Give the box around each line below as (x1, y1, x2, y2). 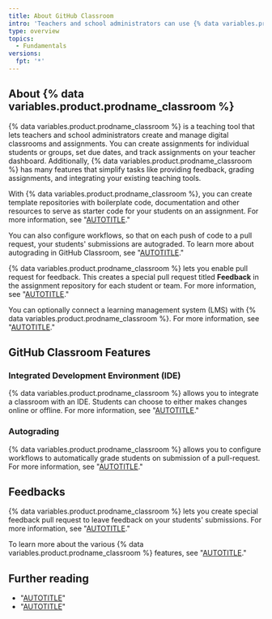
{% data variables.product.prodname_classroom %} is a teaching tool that (8, 121, 255, 131)
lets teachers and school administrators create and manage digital (8, 130, 229, 140)
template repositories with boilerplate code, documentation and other (8, 197, 240, 207)
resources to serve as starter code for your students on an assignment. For (8, 206, 259, 216)
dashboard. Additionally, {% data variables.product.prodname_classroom (8, 156, 253, 165)
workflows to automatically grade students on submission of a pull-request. (8, 453, 261, 462)
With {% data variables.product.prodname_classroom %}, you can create (8, 188, 253, 199)
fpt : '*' (15, 58, 45, 66)
